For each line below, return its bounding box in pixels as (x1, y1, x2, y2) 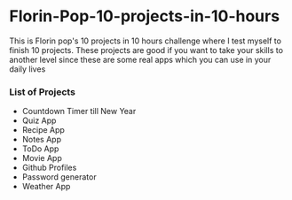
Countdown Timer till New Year (21, 106, 137, 117)
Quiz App (21, 115, 57, 126)
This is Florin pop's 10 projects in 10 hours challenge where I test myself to (9, 35, 282, 46)
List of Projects (9, 86, 75, 98)
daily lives (9, 64, 46, 74)
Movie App (21, 153, 62, 164)
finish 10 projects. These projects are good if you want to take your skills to (9, 44, 284, 55)
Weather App (21, 181, 71, 192)
